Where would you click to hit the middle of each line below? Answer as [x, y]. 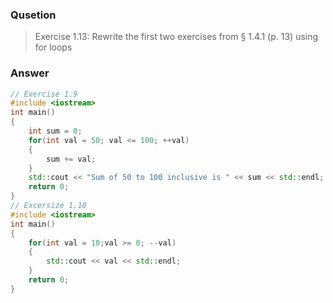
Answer [30, 73]
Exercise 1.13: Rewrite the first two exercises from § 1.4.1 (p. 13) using [176, 37]
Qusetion [33, 15]
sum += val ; [71, 159]
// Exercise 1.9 [44, 94]
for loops [53, 47]
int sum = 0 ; [55, 131]
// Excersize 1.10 [48, 206]
